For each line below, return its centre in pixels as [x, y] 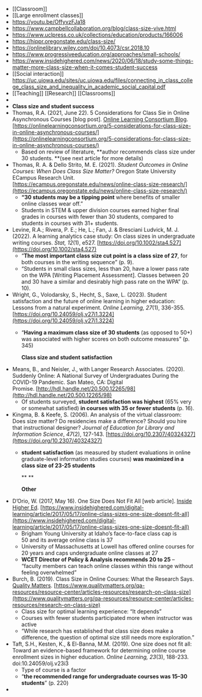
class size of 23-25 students [58, 465]
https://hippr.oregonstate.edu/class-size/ [64, 41]
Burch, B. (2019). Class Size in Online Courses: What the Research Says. [103, 579]
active [29, 624]
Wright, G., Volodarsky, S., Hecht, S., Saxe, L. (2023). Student [89, 295]
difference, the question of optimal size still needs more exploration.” [108, 637]
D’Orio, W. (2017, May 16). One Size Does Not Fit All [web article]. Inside [102, 501]
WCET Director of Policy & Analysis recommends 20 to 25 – [98, 559]
